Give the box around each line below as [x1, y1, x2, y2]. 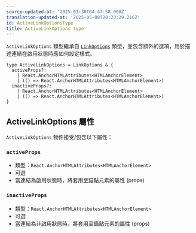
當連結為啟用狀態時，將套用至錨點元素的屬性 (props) [14, 177, 145, 184]
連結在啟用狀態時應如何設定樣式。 [11, 50, 96, 58]
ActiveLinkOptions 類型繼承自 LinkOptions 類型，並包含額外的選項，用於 [6, 43, 185, 50]
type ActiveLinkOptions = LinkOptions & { [6, 62, 114, 68]
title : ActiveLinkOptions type [6, 25, 84, 32]
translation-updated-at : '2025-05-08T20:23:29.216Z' [6, 14, 140, 20]
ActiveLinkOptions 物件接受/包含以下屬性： [6, 134, 113, 141]
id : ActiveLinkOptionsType [6, 20, 73, 26]
